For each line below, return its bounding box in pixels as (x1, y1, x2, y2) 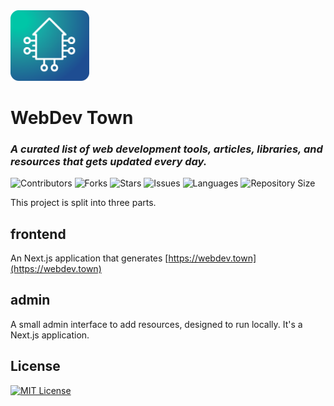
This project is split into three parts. (10, 197, 157, 209)
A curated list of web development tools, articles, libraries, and (10, 142, 323, 156)
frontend (10, 225, 67, 243)
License (10, 358, 61, 375)
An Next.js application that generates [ (10, 252, 169, 264)
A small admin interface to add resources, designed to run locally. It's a (10, 318, 303, 330)
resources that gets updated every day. (10, 154, 208, 168)
